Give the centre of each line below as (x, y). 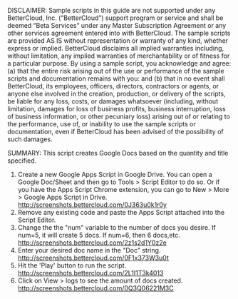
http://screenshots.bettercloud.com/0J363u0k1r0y (92, 205)
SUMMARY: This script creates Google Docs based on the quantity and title (118, 153)
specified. (22, 161)
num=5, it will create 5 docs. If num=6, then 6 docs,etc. (99, 235)
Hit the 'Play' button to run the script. (72, 265)
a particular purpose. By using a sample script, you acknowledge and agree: (119, 63)
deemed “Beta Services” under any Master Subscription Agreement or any (117, 25)
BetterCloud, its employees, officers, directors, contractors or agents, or (113, 86)
